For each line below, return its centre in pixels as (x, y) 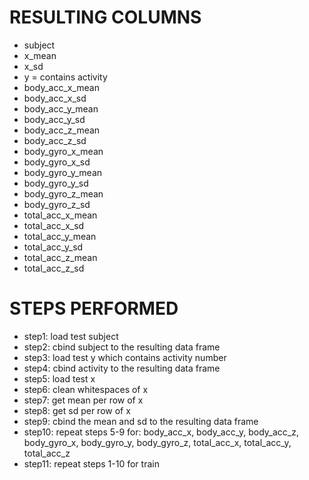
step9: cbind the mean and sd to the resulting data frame (141, 421)
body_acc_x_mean (61, 87)
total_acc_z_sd (54, 268)
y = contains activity (65, 77)
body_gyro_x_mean (63, 151)
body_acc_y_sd (54, 119)
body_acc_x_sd (55, 98)
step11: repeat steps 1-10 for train (91, 463)
